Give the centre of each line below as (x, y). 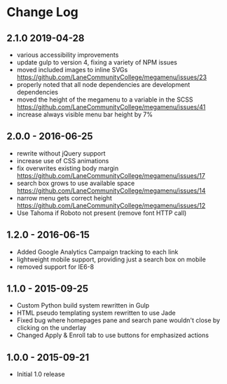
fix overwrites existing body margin (68, 168)
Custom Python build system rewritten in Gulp (83, 306)
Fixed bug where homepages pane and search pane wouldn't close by (118, 320)
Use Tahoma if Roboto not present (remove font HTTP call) (102, 213)
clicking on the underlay (51, 328)
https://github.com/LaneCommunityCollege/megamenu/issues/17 (111, 175)
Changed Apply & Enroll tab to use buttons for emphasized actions (113, 335)
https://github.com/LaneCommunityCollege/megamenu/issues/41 (111, 107)
